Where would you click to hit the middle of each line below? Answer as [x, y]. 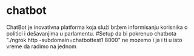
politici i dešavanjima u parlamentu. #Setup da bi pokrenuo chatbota [92, 33]
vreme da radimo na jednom [42, 46]
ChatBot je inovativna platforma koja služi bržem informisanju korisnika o [97, 27]
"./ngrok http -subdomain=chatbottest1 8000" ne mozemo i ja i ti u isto [94, 40]
